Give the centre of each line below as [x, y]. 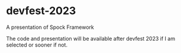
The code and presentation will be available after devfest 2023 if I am [91, 38]
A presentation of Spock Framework [50, 27]
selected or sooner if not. [37, 45]
